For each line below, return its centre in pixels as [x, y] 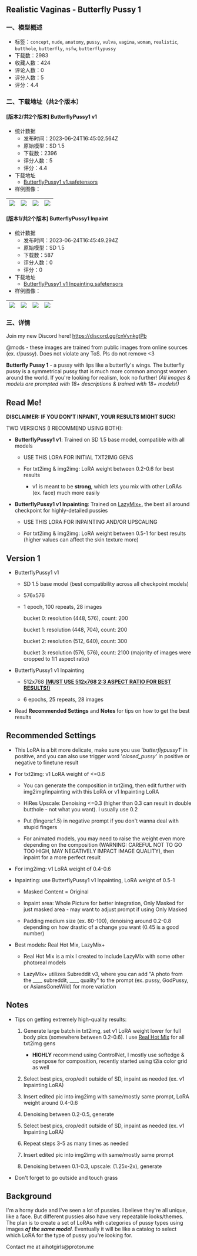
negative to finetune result [46, 762]
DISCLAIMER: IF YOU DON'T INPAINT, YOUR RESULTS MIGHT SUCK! [91, 417]
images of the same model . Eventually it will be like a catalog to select [91, 1229]
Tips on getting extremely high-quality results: [71, 1019]
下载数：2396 [40, 153]
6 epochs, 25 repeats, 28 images [64, 699]
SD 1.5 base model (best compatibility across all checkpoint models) [106, 583]
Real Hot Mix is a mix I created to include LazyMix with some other [104, 956]
